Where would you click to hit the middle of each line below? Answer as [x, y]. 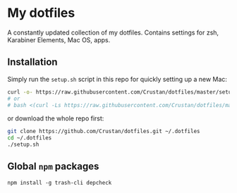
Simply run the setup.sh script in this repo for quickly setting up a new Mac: [117, 79]
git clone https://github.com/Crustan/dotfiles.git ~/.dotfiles [104, 132]
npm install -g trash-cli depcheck [60, 182]
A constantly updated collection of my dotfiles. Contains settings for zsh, [113, 32]
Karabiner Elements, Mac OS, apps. [59, 39]
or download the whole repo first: [56, 118]
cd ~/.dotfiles [30, 138]
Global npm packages [53, 167]
